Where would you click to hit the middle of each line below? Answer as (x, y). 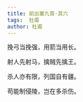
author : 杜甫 (25, 26)
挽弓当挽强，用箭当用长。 (44, 47)
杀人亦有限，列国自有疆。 (44, 76)
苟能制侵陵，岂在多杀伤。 (44, 92)
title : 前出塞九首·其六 (38, 14)
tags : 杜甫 (23, 20)
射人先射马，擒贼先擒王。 (44, 62)
